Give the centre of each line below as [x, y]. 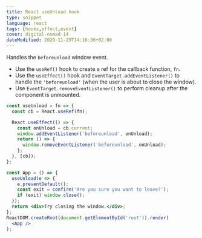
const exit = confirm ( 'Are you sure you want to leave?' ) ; [93, 190]
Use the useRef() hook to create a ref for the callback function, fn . [98, 69]
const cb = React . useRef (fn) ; [50, 111]
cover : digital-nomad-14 [37, 35]
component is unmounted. [48, 95]
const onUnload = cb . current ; [55, 128]
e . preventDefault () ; [43, 184]
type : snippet [24, 18]
